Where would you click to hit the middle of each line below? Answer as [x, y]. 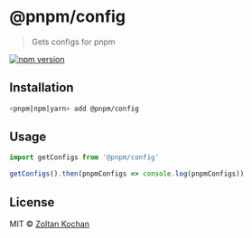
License [32, 202]
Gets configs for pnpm [73, 42]
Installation [42, 88]
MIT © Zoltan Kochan [50, 224]
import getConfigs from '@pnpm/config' [84, 157]
